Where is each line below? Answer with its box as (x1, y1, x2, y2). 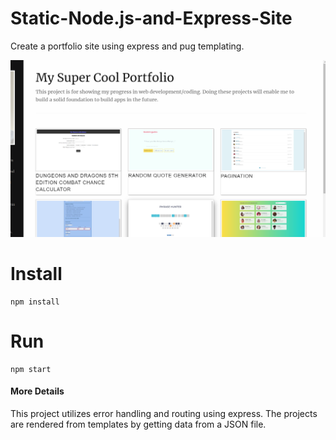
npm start (10, 364, 52, 374)
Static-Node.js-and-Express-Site (10, 7, 293, 30)
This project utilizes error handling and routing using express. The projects (10, 408, 318, 420)
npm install (10, 297, 60, 307)
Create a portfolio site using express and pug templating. (10, 40, 245, 52)
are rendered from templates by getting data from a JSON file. (10, 418, 267, 431)
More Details (10, 385, 65, 397)
